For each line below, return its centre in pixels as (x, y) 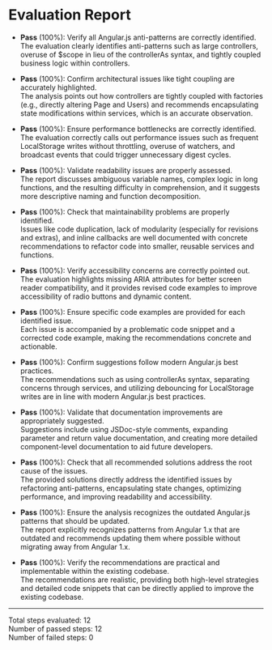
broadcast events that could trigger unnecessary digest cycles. (125, 155)
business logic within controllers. (75, 63)
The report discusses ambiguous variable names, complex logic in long (139, 179)
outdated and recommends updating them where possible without (130, 538)
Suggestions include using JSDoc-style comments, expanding (124, 429)
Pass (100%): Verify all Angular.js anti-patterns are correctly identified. (138, 37)
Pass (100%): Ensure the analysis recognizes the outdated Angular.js (135, 512)
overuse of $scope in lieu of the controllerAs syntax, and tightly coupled (140, 54)
